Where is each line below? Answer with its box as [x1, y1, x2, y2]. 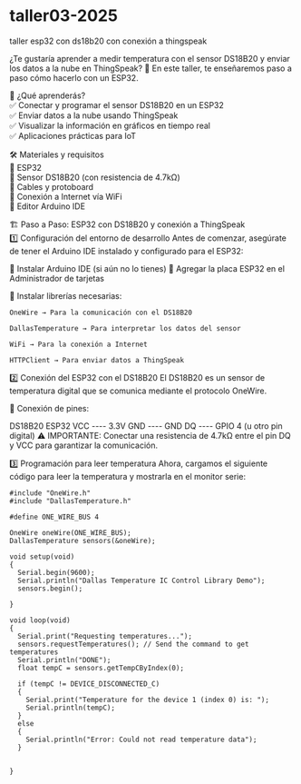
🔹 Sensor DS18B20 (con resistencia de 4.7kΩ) [9, 172, 180, 183]
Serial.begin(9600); [17, 568, 95, 577]
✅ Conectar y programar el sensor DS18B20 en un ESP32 [9, 99, 225, 110]
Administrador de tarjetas [9, 273, 104, 283]
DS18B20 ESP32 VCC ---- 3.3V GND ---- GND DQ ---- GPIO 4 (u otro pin [9, 420, 283, 432]
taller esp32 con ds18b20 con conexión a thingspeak [9, 35, 208, 46]
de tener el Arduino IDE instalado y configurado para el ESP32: [9, 245, 244, 256]
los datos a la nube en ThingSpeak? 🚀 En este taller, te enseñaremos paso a [9, 63, 293, 74]
